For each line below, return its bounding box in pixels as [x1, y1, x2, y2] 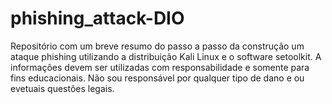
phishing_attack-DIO [10, 7, 185, 30]
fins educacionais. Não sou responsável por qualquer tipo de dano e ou [10, 72, 305, 84]
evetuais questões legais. [10, 82, 115, 94]
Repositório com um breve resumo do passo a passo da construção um [10, 40, 305, 52]
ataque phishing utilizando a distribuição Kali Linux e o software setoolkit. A [10, 50, 322, 62]
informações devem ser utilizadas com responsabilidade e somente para [10, 61, 310, 73]
